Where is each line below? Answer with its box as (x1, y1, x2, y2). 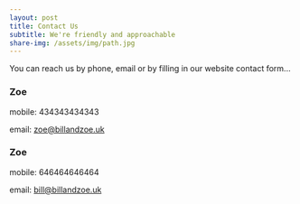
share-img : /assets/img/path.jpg (9, 38, 136, 48)
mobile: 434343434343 (9, 106, 99, 117)
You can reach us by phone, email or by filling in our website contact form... (9, 63, 291, 74)
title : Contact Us (9, 22, 79, 31)
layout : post (9, 13, 59, 23)
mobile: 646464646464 (9, 166, 99, 177)
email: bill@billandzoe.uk (9, 184, 102, 195)
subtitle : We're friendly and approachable (9, 30, 176, 39)
